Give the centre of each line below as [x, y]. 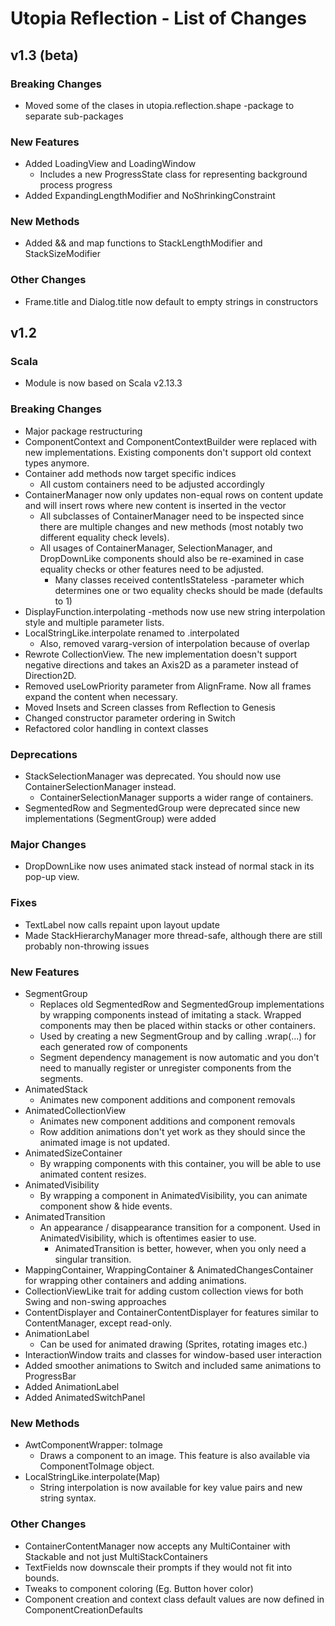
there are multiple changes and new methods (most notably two [171, 526]
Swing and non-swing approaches [95, 1301]
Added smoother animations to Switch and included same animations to [173, 1365]
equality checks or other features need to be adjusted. [152, 569]
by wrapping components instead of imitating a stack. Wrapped [170, 1014]
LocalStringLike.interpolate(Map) [92, 1477]
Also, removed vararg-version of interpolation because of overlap [174, 643]
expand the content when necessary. [101, 696]
